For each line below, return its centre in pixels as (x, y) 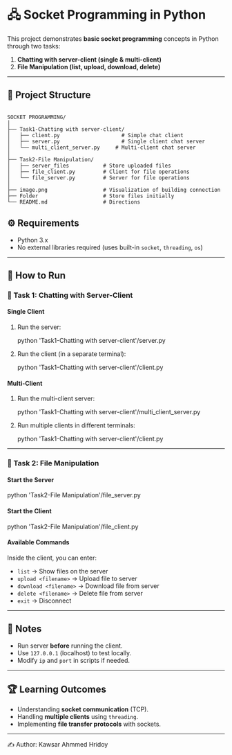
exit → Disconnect (44, 601)
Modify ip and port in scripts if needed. (73, 660)
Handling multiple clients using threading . (78, 717)
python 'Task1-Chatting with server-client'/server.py (91, 341)
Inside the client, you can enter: (52, 558)
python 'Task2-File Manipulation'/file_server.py (74, 495)
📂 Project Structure (49, 95)
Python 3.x (32, 240)
